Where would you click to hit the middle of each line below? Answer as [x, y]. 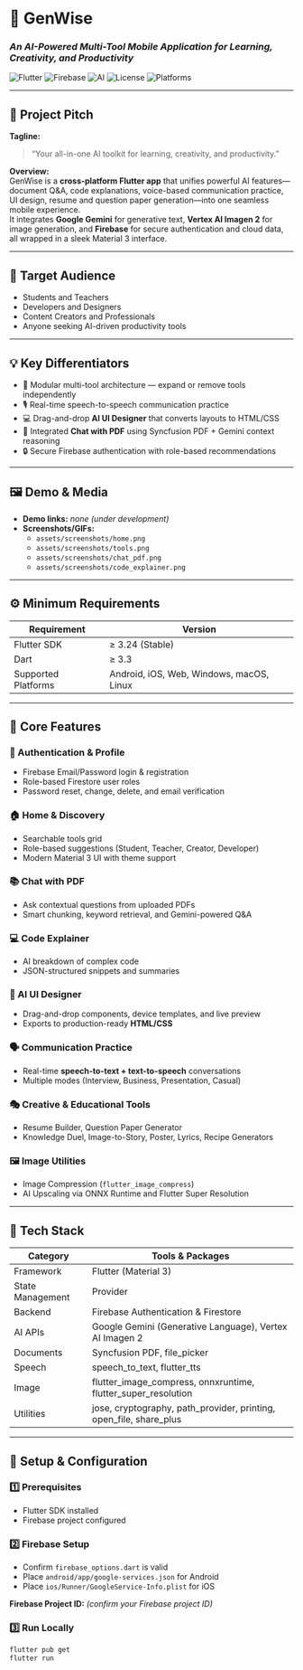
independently [49, 394]
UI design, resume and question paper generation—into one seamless [139, 200]
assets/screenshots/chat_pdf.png [99, 558]
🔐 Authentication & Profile [67, 752]
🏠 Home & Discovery [57, 816]
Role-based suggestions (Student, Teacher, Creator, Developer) [141, 848]
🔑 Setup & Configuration [78, 1461]
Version [199, 629]
